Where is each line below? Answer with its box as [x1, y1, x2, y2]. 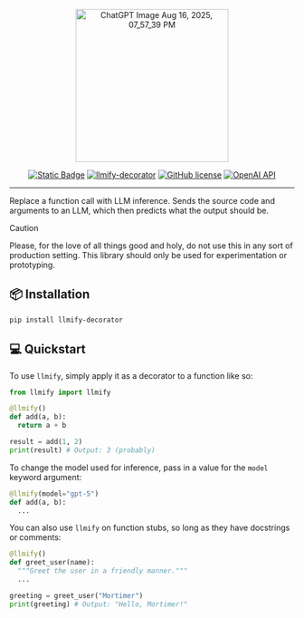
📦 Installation [9, 286, 90, 303]
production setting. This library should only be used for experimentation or [9, 250, 288, 260]
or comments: [9, 532, 62, 543]
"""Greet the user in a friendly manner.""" [17, 566, 188, 575]
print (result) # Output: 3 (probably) [9, 445, 156, 455]
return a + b [17, 421, 67, 430]
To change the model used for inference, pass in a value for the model [9, 462, 269, 473]
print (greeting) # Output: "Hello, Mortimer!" [9, 599, 188, 609]
